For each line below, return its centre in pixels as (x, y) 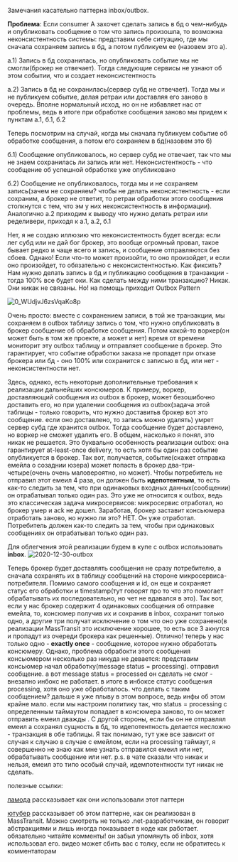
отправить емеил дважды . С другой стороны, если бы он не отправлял (117, 719)
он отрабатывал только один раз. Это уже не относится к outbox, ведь (115, 495)
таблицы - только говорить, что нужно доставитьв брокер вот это (108, 412)
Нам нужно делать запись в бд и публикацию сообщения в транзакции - (118, 273)
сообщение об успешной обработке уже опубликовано (92, 169)
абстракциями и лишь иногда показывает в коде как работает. (103, 828)
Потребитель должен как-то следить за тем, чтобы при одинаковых (111, 526)
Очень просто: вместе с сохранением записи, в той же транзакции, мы (116, 315)
